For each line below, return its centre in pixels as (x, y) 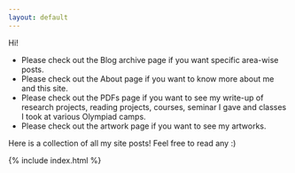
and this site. (44, 88)
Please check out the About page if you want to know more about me (147, 79)
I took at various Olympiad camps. (84, 116)
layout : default (38, 17)
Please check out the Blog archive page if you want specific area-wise (150, 59)
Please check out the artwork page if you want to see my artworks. (144, 126)
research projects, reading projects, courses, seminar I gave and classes (154, 106)
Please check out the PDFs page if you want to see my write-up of (142, 98)
